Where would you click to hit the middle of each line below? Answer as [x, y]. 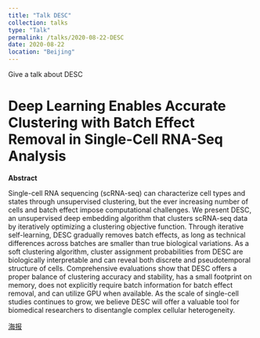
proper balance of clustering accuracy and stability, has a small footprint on [130, 277]
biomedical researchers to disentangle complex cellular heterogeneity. [122, 310]
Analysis [37, 156]
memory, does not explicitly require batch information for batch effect [121, 285]
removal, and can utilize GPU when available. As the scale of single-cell [123, 293]
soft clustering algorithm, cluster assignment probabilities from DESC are [126, 252]
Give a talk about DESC [46, 74]
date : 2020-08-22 [36, 45]
